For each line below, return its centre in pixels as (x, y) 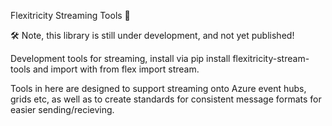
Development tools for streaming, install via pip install (120, 58)
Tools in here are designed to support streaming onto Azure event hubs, (158, 88)
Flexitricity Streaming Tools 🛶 (70, 15)
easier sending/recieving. (62, 109)
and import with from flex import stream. (116, 69)
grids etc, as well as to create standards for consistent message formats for (166, 99)
